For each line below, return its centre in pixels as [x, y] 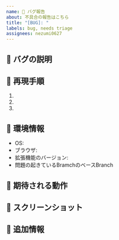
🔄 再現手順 [25, 81]
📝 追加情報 [25, 230]
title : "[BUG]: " [28, 23]
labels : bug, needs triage [39, 28]
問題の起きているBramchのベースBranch [64, 165]
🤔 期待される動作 [37, 185]
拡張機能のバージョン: [41, 158]
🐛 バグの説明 [29, 59]
